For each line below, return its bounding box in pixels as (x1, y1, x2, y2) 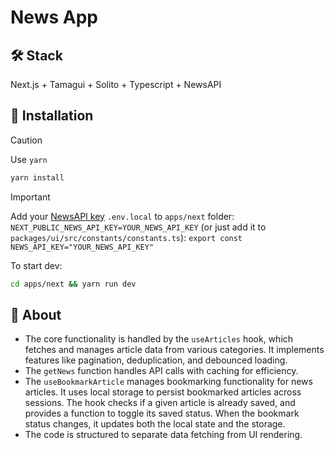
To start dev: (10, 259, 63, 271)
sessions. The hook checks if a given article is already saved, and (24, 397, 296, 409)
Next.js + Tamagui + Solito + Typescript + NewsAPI (10, 79, 222, 90)
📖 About (10, 306, 62, 323)
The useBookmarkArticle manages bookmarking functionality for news (24, 376, 313, 388)
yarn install (10, 172, 65, 183)
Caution (10, 134, 43, 146)
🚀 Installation (10, 107, 94, 125)
